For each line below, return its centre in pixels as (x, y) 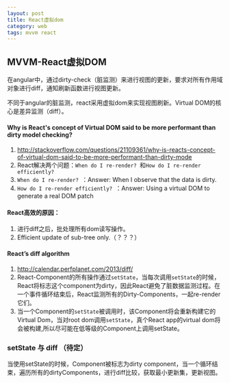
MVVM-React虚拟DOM (57, 62)
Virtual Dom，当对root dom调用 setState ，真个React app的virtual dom (116, 319)
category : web (27, 26)
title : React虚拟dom (35, 20)
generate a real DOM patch (55, 196)
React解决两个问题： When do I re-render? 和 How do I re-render (109, 166)
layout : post (26, 13)
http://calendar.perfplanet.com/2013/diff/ (75, 269)
